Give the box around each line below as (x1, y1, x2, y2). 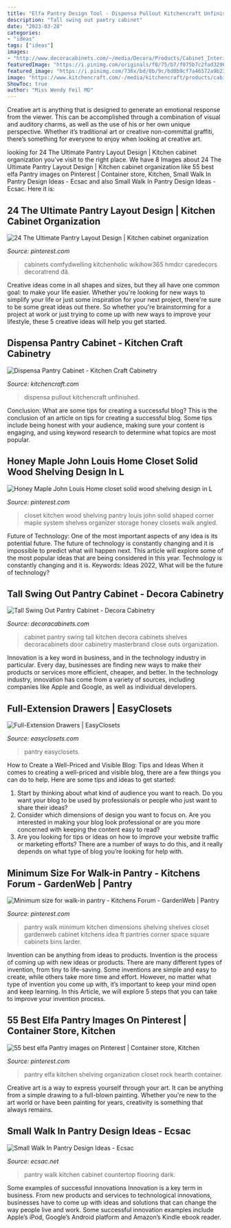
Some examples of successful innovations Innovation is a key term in (7, 1183, 203, 1192)
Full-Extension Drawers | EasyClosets (7, 703, 173, 714)
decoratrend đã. (23, 267, 70, 276)
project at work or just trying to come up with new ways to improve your (7, 310, 211, 318)
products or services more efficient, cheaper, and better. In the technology (7, 668, 219, 677)
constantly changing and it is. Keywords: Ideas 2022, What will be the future (7, 561, 223, 569)
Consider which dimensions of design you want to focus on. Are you (16, 811, 211, 819)
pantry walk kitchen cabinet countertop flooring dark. (23, 1170, 175, 1178)
